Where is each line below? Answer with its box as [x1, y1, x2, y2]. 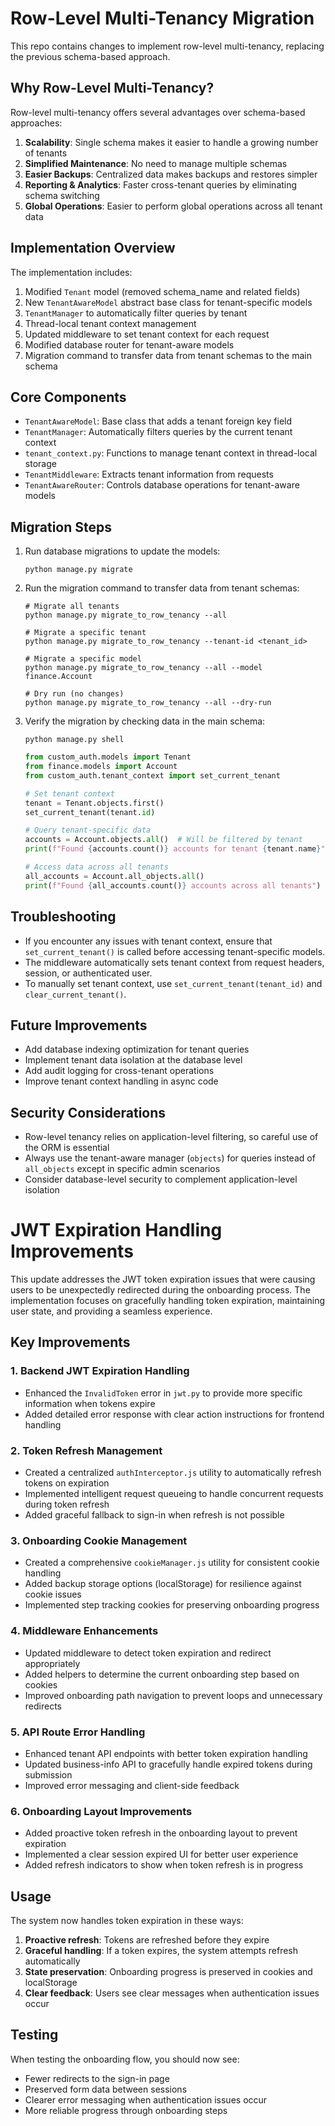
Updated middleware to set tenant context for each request [24, 328, 270, 340]
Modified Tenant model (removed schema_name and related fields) [24, 285, 301, 297]
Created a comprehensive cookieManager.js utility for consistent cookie [24, 1557, 320, 1569]
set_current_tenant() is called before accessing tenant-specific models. [24, 945, 326, 957]
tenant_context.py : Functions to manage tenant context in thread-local [24, 447, 318, 459]
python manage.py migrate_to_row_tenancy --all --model [24, 663, 263, 673]
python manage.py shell [24, 735, 125, 745]
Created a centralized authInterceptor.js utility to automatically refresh [24, 1467, 322, 1479]
